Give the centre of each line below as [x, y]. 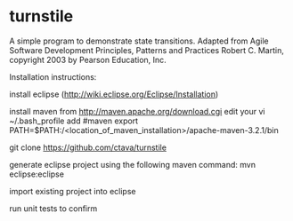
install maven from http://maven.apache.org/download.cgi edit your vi [137, 111]
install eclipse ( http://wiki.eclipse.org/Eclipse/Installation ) [114, 94]
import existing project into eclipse [73, 191]
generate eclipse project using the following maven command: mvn [133, 164]
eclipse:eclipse [37, 174]
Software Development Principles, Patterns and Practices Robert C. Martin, [147, 50]
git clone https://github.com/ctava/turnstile [88, 147]
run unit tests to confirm [53, 208]
